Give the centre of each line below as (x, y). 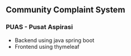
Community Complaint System (65, 10)
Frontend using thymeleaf (47, 46)
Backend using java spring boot (54, 40)
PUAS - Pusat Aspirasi (39, 27)
